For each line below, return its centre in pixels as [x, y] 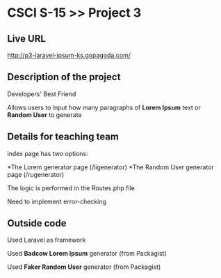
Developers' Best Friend [42, 94]
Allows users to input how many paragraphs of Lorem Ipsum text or [104, 107]
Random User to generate [44, 115]
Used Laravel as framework [47, 240]
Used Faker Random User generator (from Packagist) [84, 267]
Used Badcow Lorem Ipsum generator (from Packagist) [87, 254]
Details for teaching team [63, 137]
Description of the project [64, 77]
